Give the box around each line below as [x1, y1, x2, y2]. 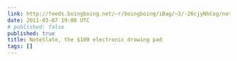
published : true [7, 29, 55, 37]
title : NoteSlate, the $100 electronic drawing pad [7, 36, 162, 43]
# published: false [7, 23, 65, 30]
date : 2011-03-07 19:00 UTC [7, 17, 90, 24]
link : [7, 10, 23, 18]
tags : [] [7, 43, 33, 50]
